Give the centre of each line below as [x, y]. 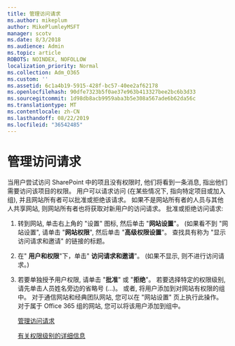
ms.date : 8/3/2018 [34, 40]
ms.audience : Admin [36, 46]
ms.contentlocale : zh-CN [43, 112]
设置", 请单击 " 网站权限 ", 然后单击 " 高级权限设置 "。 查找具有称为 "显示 [125, 232]
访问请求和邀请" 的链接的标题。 [63, 241]
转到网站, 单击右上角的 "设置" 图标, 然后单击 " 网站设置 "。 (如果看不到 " [120, 224]
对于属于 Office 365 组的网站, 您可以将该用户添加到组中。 [101, 306]
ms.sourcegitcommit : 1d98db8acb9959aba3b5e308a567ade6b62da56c [102, 99]
